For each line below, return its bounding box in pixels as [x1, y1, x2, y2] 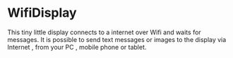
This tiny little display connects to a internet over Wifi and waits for [7, 28, 201, 36]
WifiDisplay [7, 5, 77, 21]
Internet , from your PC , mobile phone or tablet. [7, 43, 147, 51]
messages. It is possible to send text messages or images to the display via [7, 35, 227, 43]
